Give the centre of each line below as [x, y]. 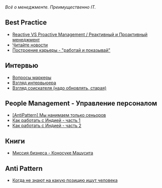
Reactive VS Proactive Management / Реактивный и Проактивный [80, 34]
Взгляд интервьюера [34, 83]
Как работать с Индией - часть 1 [46, 121]
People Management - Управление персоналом [81, 104]
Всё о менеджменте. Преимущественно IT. [51, 7]
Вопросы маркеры [32, 77]
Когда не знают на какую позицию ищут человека [65, 180]
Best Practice [26, 22]
